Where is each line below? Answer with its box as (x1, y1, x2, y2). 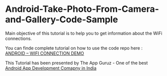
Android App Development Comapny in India (5, 65, 97, 71)
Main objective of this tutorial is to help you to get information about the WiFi (5, 30, 163, 36)
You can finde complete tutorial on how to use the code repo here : (5, 45, 143, 51)
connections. (5, 36, 32, 41)
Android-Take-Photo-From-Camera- (5, 3, 160, 15)
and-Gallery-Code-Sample (5, 14, 118, 25)
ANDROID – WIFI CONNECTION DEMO (5, 50, 84, 56)
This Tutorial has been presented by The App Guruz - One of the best (5, 60, 148, 66)
